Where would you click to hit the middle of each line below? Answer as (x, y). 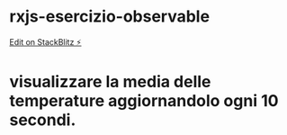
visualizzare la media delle (110, 82)
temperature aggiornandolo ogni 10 (144, 101)
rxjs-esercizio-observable (109, 17)
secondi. (43, 120)
